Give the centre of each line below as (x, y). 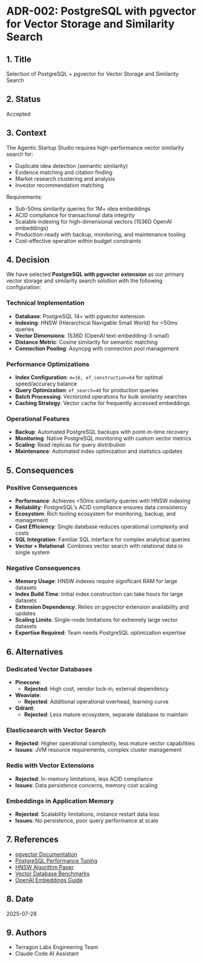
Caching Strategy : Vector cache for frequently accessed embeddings (103, 403)
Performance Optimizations (48, 364)
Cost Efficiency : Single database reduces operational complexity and (102, 527)
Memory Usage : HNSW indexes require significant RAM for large (96, 581)
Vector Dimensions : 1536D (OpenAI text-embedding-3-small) (92, 335)
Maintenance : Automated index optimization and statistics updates (99, 451)
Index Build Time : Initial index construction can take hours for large (99, 594)
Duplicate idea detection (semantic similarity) (71, 165)
